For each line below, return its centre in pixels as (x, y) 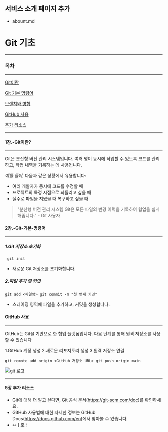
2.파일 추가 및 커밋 (23, 281)
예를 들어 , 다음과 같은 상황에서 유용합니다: (46, 176)
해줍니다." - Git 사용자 (39, 216)
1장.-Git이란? (18, 142)
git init (16, 259)
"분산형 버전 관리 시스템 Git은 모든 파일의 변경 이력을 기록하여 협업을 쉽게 (88, 209)
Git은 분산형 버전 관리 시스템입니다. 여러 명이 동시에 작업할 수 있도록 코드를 (78, 159)
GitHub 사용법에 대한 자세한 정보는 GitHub (54, 412)
